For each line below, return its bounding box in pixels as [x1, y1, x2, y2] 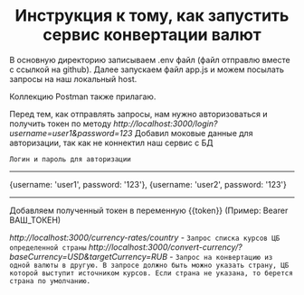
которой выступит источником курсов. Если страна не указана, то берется [9, 268, 294, 278]
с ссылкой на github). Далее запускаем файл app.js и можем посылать [9, 64, 285, 75]
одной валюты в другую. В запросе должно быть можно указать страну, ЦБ [9, 261, 290, 270]
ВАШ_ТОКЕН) [9, 214, 62, 226]
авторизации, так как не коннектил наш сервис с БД [9, 137, 214, 148]
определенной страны [9, 243, 88, 253]
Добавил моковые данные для [134, 127, 253, 138]
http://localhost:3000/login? [112, 118, 218, 129]
